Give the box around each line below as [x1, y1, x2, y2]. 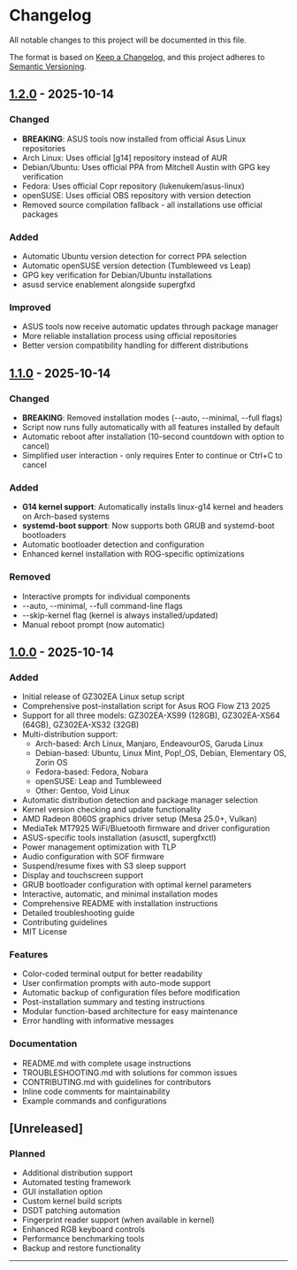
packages [21, 209, 59, 219]
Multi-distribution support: [21, 729, 118, 740]
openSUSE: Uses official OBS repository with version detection [21, 189, 252, 200]
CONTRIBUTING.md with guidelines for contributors [21, 1076, 212, 1087]
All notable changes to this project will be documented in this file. [9, 35, 247, 45]
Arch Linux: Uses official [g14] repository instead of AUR [21, 152, 228, 163]
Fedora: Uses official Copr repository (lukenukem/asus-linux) [21, 181, 245, 191]
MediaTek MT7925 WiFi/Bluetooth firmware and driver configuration [21, 823, 270, 834]
